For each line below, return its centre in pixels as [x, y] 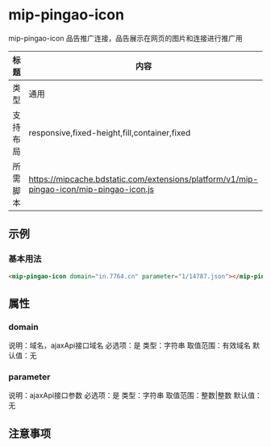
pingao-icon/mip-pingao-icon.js [92, 189]
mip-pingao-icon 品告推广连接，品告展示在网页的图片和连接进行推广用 [126, 38]
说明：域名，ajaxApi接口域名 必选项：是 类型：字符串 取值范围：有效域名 [130, 345]
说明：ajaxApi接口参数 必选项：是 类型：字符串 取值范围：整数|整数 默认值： [135, 395]
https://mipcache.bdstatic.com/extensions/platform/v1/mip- [144, 179]
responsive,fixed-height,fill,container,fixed [110, 132]
